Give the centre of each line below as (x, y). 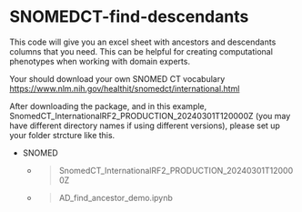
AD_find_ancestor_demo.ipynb (116, 197)
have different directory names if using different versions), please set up (145, 126)
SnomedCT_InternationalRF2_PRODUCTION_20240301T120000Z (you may (150, 116)
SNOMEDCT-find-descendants (129, 17)
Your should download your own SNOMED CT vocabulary (117, 78)
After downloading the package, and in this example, (108, 106)
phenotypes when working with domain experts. (100, 61)
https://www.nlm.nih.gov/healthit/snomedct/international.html (125, 88)
